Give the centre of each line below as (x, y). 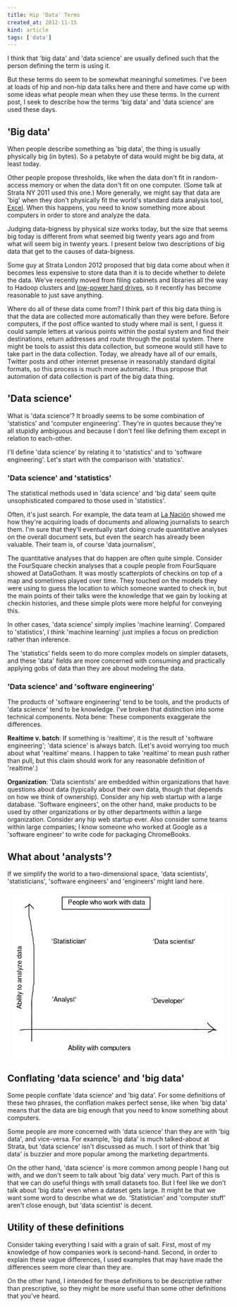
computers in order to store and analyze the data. (79, 215)
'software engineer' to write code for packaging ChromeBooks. (99, 835)
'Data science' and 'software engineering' (81, 687)
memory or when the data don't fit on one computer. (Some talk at (126, 185)
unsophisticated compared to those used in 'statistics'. (87, 501)
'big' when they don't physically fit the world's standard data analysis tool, (115, 200)
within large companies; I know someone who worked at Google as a (107, 827)
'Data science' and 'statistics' (60, 477)
